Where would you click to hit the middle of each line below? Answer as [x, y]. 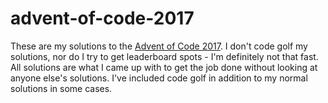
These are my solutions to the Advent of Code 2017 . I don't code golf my [159, 46]
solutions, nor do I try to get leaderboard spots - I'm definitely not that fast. [164, 56]
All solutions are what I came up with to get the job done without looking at [164, 67]
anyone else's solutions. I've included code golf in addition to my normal [159, 78]
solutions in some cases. [61, 88]
